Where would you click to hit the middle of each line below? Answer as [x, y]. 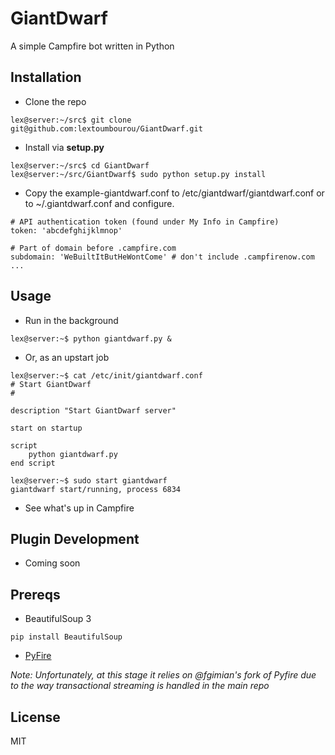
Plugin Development [75, 538]
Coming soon [52, 563]
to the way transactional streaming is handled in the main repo [140, 686]
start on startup [46, 428]
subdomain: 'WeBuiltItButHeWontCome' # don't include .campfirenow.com [162, 257]
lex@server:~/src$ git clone [71, 120]
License [35, 717]
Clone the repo [55, 101]
